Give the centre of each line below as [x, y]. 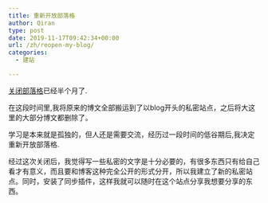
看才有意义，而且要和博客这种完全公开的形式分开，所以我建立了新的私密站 [130, 171]
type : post [26, 30]
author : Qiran [32, 23]
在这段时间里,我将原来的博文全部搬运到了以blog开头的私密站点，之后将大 [128, 107]
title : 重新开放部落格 [42, 16]
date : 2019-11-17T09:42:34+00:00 [64, 38]
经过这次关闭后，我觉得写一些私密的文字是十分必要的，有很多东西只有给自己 [134, 161]
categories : [28, 53]
